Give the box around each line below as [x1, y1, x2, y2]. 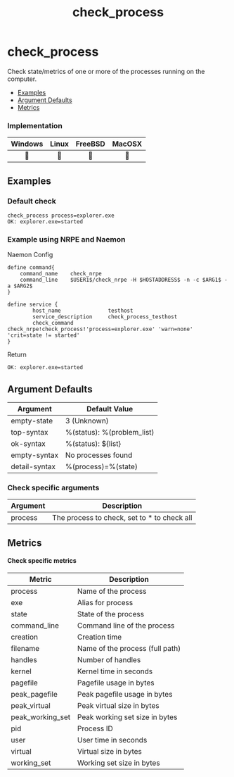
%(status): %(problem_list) [65, 428, 155, 437]
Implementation [7, 120, 63, 130]
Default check [7, 196, 56, 206]
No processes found [65, 450, 133, 460]
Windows [11, 139, 44, 149]
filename [11, 643, 40, 653]
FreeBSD [75, 139, 105, 149]
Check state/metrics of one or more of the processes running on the [7, 67, 205, 75]
